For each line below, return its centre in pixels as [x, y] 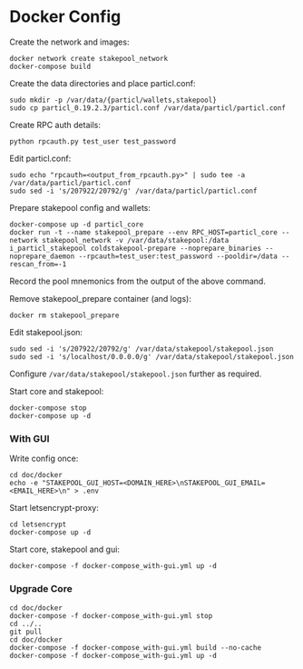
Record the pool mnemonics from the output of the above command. [137, 281]
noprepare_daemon [42, 256]
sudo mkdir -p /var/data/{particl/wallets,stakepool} [113, 100]
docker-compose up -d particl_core [77, 225]
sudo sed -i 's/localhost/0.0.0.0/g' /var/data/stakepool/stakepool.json [152, 356]
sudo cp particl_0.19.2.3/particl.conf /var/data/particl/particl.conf [147, 108]
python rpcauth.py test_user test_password [93, 141]
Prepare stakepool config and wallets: [80, 207]
